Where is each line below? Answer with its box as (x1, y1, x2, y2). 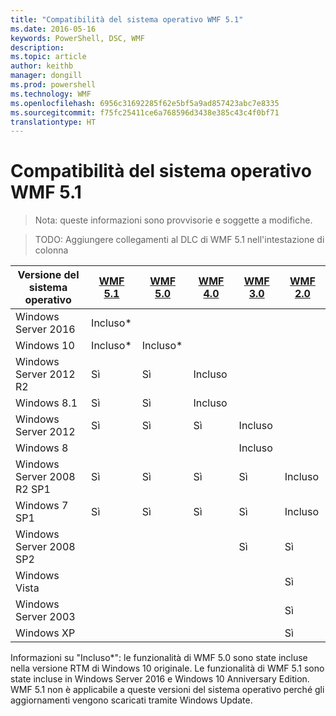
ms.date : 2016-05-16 (10, 24, 97, 34)
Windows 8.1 (15, 396, 78, 410)
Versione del (17, 268, 80, 282)
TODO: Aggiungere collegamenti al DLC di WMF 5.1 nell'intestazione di (34, 234, 325, 246)
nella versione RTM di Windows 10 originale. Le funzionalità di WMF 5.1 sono (10, 662, 325, 675)
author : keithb (10, 61, 74, 71)
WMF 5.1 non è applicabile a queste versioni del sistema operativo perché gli (10, 684, 325, 696)
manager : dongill (10, 71, 83, 81)
